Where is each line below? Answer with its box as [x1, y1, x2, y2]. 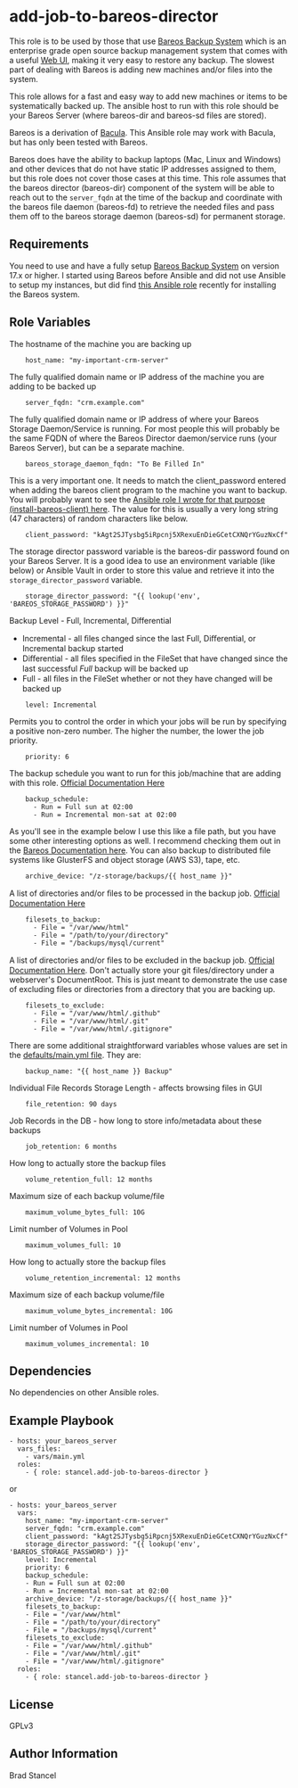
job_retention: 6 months [25, 1142, 117, 1151]
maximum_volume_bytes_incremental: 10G [25, 1306, 173, 1315]
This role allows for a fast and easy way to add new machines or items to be [9, 91, 287, 102]
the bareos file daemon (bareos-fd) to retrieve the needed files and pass [9, 201, 275, 211]
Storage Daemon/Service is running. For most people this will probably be [9, 423, 280, 434]
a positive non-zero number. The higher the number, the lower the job [9, 725, 265, 736]
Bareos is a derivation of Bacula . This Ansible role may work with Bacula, [9, 127, 276, 137]
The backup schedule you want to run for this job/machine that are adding [9, 767, 282, 778]
